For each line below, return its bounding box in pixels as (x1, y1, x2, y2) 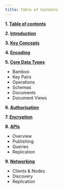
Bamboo (12, 69, 30, 75)
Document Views (12, 95, 47, 101)
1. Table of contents (5, 21, 46, 27)
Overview (12, 133, 32, 139)
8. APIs (5, 123, 20, 129)
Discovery (12, 173, 33, 179)
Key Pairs (12, 74, 32, 79)
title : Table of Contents (5, 7, 58, 12)
